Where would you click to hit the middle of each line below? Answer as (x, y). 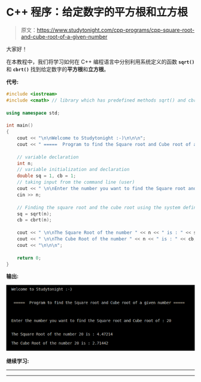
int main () (20, 126)
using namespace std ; (33, 113)
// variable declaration (48, 157)
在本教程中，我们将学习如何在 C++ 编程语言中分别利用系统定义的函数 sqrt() (100, 62)
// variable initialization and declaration (73, 170)
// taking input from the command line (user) (76, 182)
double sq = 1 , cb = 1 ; (47, 176)
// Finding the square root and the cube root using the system (99, 207)
